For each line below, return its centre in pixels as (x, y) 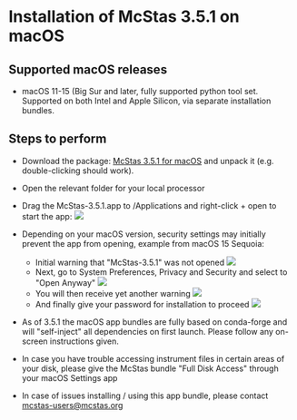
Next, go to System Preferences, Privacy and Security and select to (161, 272)
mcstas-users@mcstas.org (72, 405)
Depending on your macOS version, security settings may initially (144, 234)
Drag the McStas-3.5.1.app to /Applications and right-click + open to (149, 205)
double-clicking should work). (78, 171)
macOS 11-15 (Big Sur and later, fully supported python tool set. (140, 91)
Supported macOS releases (88, 69)
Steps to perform (58, 139)
